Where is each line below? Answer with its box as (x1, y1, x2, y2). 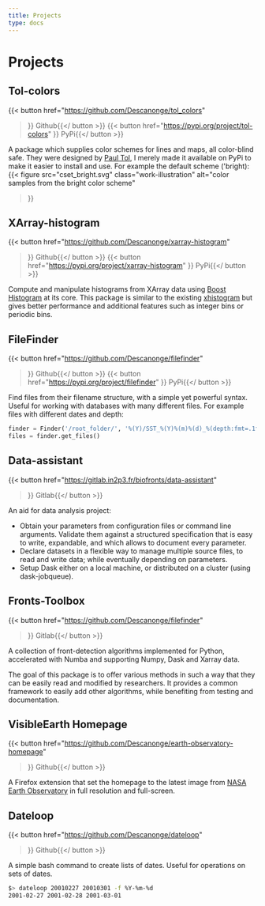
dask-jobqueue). (19, 571, 73, 581)
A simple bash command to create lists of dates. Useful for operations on (8, 861, 246, 870)
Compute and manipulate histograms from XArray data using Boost (8, 285, 226, 294)
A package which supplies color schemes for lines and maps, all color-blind (8, 144, 254, 154)
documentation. (8, 695, 60, 704)
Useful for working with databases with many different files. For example (8, 401, 244, 411)
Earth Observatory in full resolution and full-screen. (8, 786, 176, 795)
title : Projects (8, 11, 62, 20)
